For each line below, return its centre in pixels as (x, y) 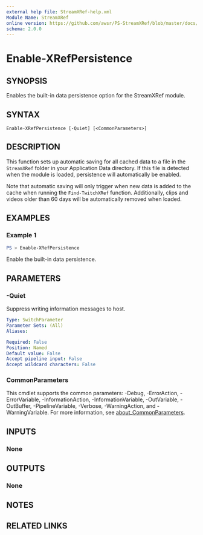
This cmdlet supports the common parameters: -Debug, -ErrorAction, (93, 393)
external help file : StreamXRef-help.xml (59, 12)
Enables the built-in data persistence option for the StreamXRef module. (96, 96)
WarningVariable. (28, 413)
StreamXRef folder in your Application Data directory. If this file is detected (98, 168)
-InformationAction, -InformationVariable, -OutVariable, (111, 399)
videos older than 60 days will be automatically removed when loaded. (94, 199)
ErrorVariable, (24, 399)
